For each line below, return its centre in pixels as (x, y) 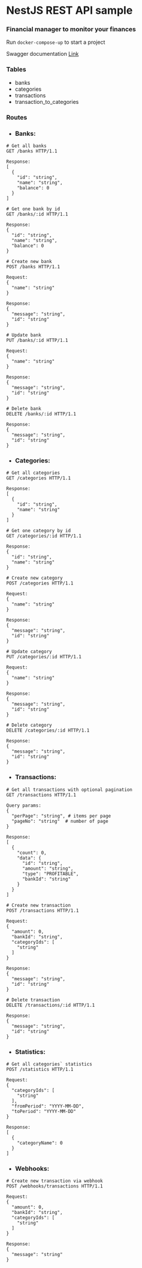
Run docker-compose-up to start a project (56, 42)
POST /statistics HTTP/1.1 (40, 1069)
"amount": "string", (48, 869)
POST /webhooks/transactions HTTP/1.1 (55, 1186)
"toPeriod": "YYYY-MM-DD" (44, 1111)
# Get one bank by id (33, 209)
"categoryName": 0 (40, 1143)
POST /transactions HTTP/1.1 (43, 911)
